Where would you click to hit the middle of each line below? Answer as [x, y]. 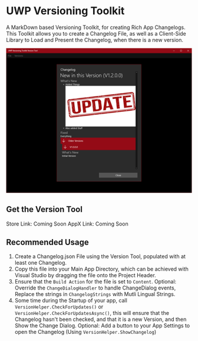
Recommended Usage [48, 242]
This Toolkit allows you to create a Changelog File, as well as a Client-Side [96, 33]
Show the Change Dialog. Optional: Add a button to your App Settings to [102, 326]
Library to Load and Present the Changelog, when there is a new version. [95, 40]
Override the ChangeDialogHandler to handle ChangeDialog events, [95, 288]
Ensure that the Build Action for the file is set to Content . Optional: [95, 282]
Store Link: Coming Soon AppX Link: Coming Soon [67, 224]
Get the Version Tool [44, 209]
